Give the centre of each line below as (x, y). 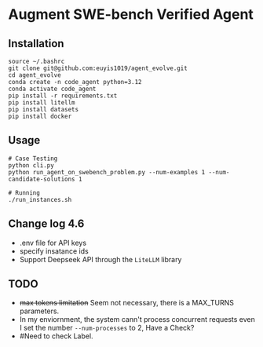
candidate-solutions (42, 179)
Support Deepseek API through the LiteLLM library (100, 259)
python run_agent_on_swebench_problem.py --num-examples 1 (107, 172)
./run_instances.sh (40, 199)
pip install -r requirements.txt (63, 96)
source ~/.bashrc (37, 61)
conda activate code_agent (52, 89)
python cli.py (31, 165)
